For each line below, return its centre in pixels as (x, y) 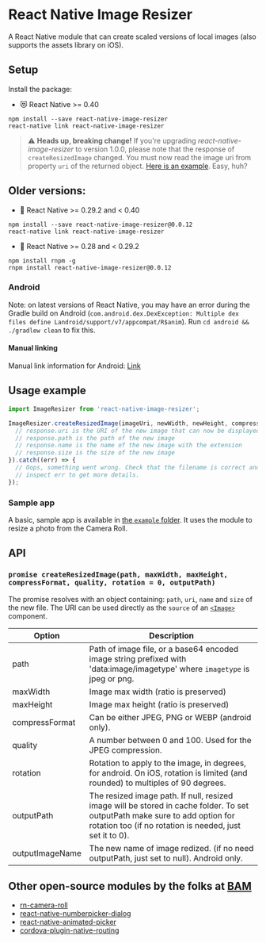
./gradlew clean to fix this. (52, 330)
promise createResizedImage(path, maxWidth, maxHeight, (118, 575)
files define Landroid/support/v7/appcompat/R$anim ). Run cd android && (129, 321)
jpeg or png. (112, 678)
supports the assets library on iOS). (66, 44)
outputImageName (47, 853)
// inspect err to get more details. (78, 475)
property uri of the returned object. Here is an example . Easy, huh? (137, 166)
